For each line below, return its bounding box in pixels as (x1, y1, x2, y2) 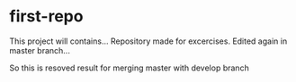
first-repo (9, 6, 84, 27)
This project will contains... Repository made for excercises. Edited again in (9, 36, 288, 46)
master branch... (9, 45, 70, 55)
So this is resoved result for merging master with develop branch (9, 62, 249, 73)
